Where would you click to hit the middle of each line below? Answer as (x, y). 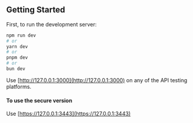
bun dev (16, 69)
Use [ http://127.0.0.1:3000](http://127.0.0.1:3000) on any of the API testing (97, 80)
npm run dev (21, 35)
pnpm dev (17, 58)
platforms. (19, 86)
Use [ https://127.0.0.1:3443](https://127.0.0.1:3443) (69, 114)
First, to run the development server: (52, 24)
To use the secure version (39, 100)
